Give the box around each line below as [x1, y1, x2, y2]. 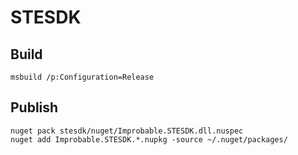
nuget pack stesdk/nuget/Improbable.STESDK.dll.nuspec [10, 126, 244, 136]
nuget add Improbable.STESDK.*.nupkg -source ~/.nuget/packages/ [10, 134, 288, 145]
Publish [10, 99, 59, 116]
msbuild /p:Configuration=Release [10, 72, 155, 82]
